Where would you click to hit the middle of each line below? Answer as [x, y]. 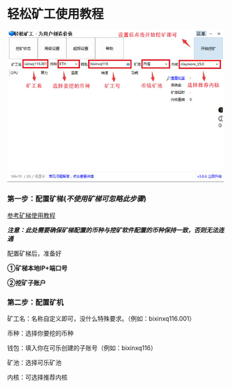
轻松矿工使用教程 [56, 14]
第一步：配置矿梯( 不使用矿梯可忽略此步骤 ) [77, 199]
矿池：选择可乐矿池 [34, 362]
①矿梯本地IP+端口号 [37, 268]
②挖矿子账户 [27, 282]
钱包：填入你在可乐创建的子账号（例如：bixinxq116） [82, 348]
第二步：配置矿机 [35, 302]
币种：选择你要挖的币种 [40, 333]
